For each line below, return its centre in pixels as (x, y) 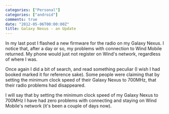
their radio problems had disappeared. (45, 85)
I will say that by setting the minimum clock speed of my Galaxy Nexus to (82, 95)
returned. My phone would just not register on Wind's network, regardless (83, 54)
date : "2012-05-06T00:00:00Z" (37, 24)
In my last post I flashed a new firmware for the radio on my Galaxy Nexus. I (85, 43)
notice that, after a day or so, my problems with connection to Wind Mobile (83, 49)
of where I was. (21, 59)
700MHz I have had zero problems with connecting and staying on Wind (81, 101)
